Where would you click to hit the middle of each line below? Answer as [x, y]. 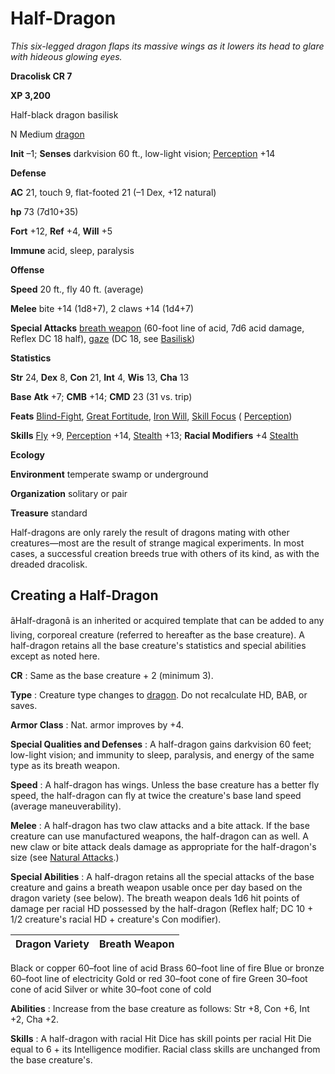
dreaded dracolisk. [49, 564]
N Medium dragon [47, 134]
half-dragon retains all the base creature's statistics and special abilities [158, 645]
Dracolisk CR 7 [41, 76]
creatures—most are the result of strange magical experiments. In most [157, 543]
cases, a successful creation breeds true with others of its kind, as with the [165, 553]
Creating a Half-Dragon [84, 595]
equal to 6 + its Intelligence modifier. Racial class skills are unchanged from [165, 1049]
